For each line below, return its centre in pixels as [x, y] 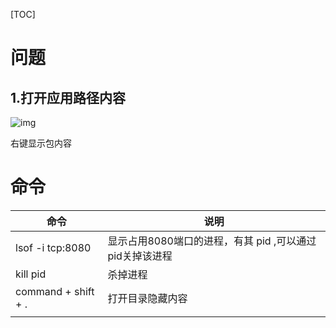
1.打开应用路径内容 [68, 97]
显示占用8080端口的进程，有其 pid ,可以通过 [212, 241]
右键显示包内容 [41, 143]
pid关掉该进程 [140, 256]
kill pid [31, 274]
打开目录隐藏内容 [147, 298]
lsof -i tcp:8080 [53, 247]
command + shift [55, 291]
